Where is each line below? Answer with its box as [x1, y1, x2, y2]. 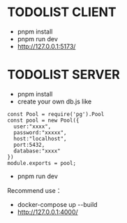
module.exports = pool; [7, 159, 77, 166]
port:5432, [13, 141, 45, 148]
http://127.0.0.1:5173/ [17, 42, 76, 50]
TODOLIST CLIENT [7, 4, 117, 20]
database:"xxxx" [13, 148, 61, 154]
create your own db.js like [17, 97, 92, 106]
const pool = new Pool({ [7, 117, 80, 124]
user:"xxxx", [13, 123, 52, 130]
